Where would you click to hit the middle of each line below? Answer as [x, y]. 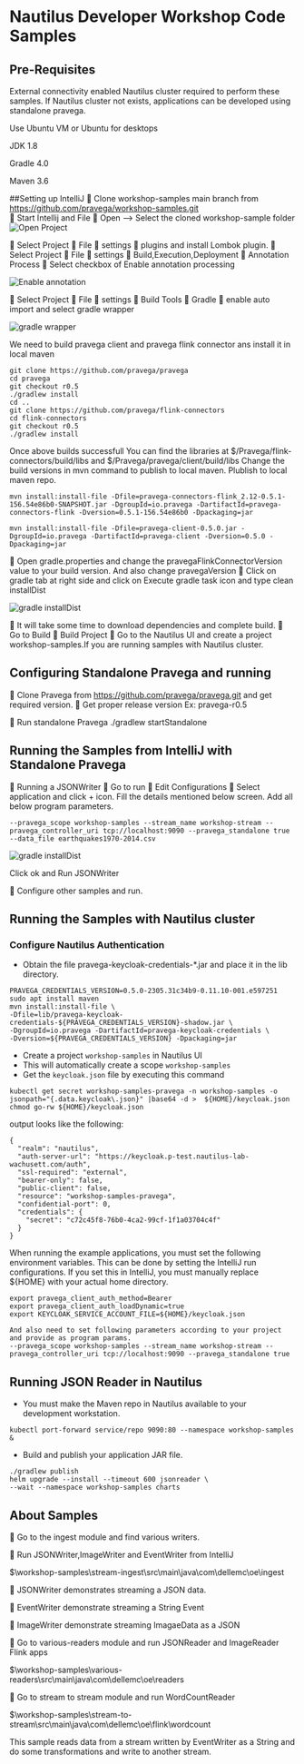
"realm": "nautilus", [59, 1149]
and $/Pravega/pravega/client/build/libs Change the [188, 461]
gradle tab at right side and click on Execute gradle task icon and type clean [152, 580]
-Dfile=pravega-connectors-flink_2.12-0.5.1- [198, 497]
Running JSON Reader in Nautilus [106, 1382]
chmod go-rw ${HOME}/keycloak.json [77, 1108]
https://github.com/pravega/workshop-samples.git [104, 208]
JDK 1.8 [24, 146]
